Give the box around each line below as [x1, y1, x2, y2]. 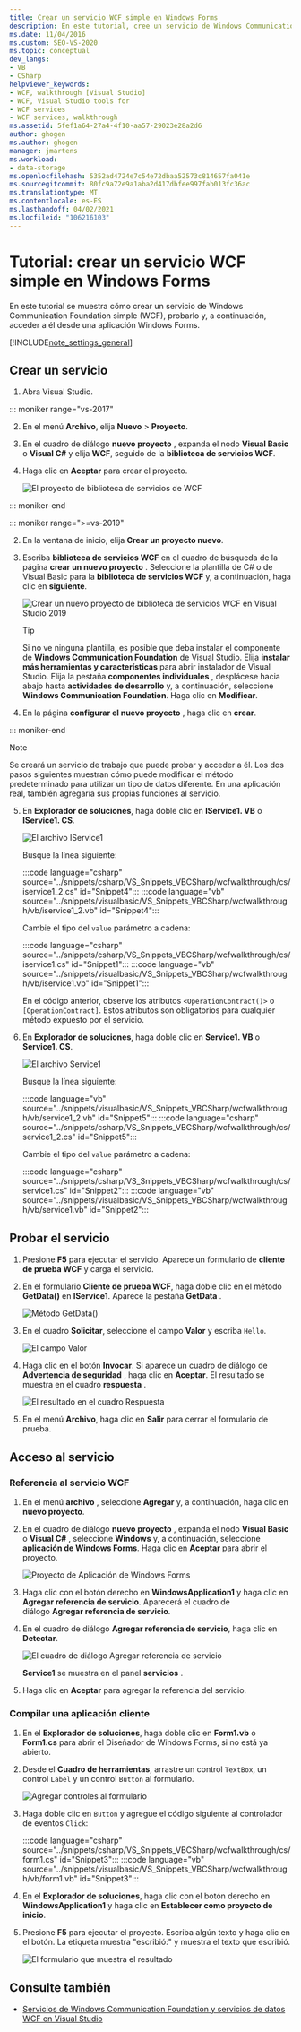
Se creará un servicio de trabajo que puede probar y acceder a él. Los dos [9, 759, 285, 771]
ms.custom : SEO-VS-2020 [9, 38, 99, 48]
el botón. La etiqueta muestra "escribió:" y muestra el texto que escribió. [21, 1937, 291, 1948]
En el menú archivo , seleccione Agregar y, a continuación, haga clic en [21, 1496, 289, 1507]
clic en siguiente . [21, 581, 88, 592]
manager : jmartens [9, 146, 78, 155]
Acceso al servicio [9, 1449, 115, 1465]
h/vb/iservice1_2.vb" [21, 905, 99, 916]
